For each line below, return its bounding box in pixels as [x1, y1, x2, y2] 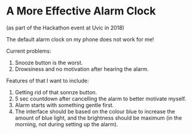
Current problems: [6, 47, 51, 55]
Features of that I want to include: [6, 77, 89, 84]
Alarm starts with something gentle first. [14, 101, 114, 109]
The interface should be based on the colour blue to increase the [14, 108, 175, 115]
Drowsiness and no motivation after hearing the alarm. [14, 65, 149, 73]
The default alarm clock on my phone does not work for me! [6, 35, 154, 43]
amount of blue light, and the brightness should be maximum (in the [14, 114, 182, 121]
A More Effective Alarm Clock [6, 4, 156, 18]
